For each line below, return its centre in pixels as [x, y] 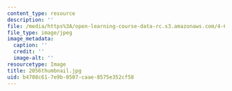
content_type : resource [41, 13]
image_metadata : [30, 39]
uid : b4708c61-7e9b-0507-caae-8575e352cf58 [71, 77]
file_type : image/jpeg [40, 32]
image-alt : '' [33, 58]
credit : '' [29, 52]
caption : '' [31, 45]
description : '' [30, 20]
